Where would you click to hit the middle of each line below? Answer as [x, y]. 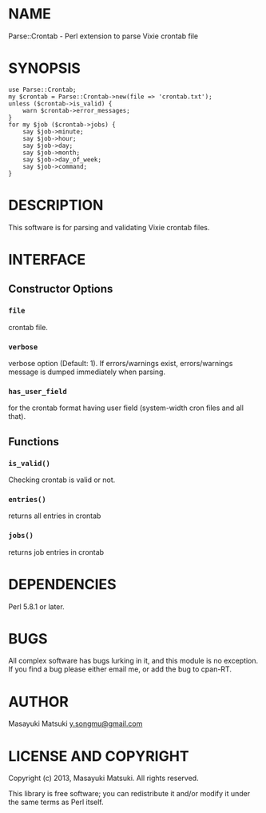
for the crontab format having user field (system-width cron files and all [126, 408]
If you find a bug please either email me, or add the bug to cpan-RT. [120, 669]
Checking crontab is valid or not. [62, 480]
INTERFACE [47, 260]
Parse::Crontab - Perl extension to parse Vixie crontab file [103, 36]
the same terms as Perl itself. [56, 802]
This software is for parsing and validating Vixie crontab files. [109, 227]
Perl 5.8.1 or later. [37, 606]
